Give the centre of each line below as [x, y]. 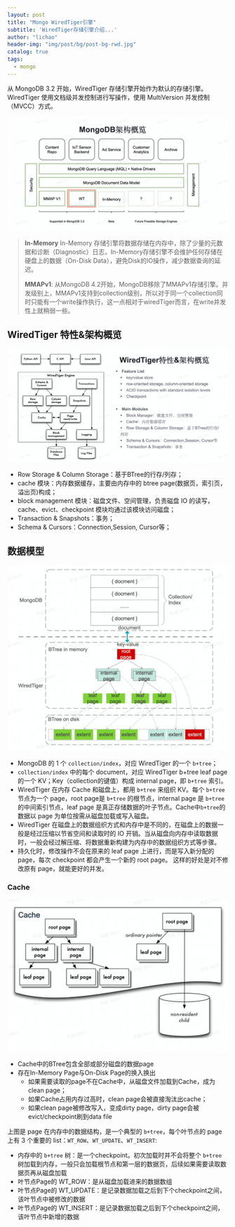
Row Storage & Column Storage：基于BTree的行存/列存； [100, 474]
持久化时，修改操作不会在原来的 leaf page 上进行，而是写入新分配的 [116, 851]
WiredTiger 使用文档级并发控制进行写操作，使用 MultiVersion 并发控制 [109, 97]
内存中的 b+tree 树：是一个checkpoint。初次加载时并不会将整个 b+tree [120, 1155]
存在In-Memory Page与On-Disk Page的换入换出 [87, 1073]
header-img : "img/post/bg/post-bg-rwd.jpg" [72, 45]
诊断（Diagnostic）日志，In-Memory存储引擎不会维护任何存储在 [130, 251]
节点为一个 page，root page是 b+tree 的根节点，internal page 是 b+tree [121, 799]
